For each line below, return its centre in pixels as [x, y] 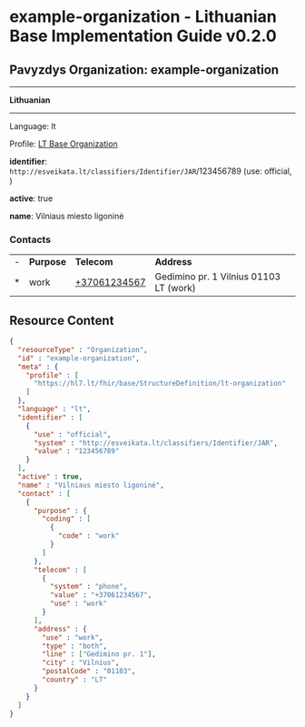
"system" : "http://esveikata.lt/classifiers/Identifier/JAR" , [156, 443]
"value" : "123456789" [76, 451]
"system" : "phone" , [89, 587]
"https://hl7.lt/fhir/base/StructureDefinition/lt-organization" [159, 384]
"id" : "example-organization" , [79, 358]
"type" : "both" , [74, 646]
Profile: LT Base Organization [64, 144]
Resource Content [62, 320]
